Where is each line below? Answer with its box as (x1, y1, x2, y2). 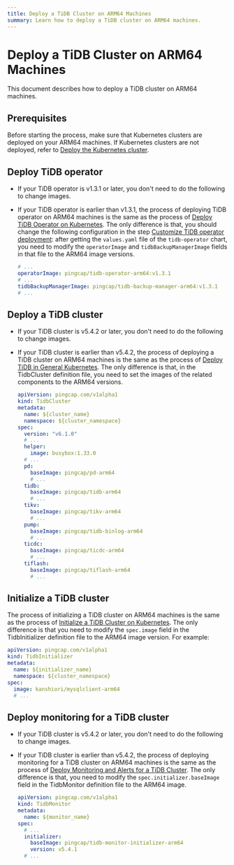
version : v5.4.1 (30, 846, 78, 853)
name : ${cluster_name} (24, 411, 90, 417)
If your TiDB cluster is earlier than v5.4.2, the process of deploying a (17, 348, 214, 357)
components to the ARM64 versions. (17, 378, 124, 386)
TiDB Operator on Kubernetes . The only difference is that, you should (17, 221, 217, 229)
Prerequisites (7, 112, 67, 124)
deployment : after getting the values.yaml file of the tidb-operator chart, (17, 235, 228, 244)
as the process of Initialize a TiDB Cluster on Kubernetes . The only (7, 619, 198, 627)
